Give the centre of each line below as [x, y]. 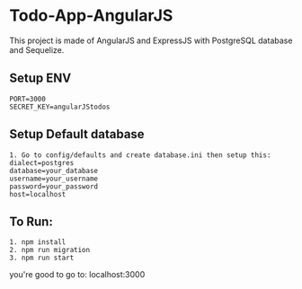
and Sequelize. [37, 49]
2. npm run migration [50, 250]
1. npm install [38, 242]
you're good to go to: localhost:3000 [77, 275]
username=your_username [54, 179]
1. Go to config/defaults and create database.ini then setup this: [140, 155]
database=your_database [54, 171]
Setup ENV [40, 79]
